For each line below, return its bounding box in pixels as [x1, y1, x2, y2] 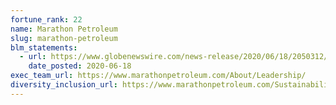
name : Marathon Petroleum [10, 24, 118, 34]
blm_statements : [10, 42, 78, 53]
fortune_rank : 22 [10, 14, 83, 25]
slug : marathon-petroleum [10, 33, 118, 43]
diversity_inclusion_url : [10, 80, 118, 90]
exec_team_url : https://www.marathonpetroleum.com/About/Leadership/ [10, 71, 307, 81]
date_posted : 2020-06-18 [28, 61, 132, 71]
